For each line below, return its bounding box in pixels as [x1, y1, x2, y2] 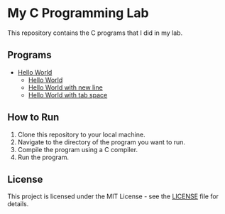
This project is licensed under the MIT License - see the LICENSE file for [7, 192, 219, 200]
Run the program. [17, 153, 70, 161]
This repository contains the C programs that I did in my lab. [7, 28, 183, 37]
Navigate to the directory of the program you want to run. [17, 137, 186, 146]
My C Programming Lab [7, 5, 149, 21]
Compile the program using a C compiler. [17, 145, 138, 154]
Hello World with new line [28, 83, 103, 92]
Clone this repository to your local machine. [17, 130, 146, 139]
